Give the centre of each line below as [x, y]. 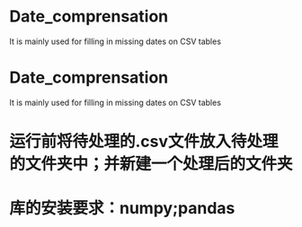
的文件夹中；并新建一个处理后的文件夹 [151, 164]
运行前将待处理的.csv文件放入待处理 [144, 142]
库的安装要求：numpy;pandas [122, 209]
